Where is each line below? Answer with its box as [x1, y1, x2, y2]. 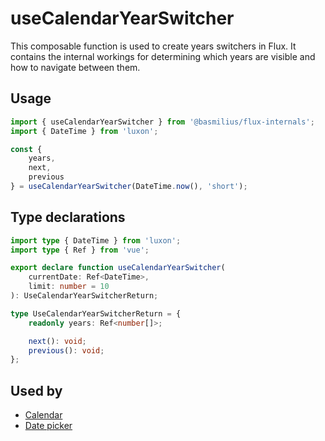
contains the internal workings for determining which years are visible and [10, 50, 316, 62]
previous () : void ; [28, 345, 105, 356]
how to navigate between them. [10, 61, 141, 73]
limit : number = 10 [28, 282, 110, 292]
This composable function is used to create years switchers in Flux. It [10, 40, 297, 52]
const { [10, 144, 43, 154]
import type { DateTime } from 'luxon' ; [10, 235, 182, 246]
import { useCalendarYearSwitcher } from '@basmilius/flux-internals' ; [10, 117, 315, 127]
